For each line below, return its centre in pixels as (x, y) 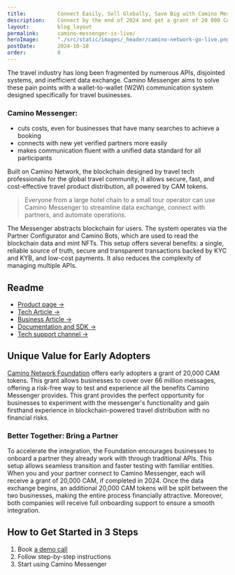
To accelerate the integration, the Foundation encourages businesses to (111, 451)
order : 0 (34, 53)
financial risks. (28, 418)
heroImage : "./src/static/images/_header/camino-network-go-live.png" (120, 40)
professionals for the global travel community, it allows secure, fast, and (111, 179)
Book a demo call (42, 549)
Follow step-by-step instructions (64, 556)
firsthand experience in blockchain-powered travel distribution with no (108, 410)
